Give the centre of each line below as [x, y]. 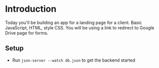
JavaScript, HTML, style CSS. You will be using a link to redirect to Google [80, 27]
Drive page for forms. [27, 33]
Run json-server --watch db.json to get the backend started [74, 60]
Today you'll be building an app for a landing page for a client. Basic [74, 23]
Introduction [31, 9]
